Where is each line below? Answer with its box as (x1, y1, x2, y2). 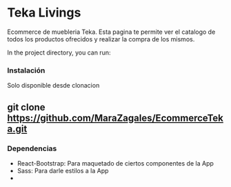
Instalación (7, 66, 46, 75)
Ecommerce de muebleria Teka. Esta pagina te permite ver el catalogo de (7, 28, 216, 36)
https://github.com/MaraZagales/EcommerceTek (7, 112, 224, 124)
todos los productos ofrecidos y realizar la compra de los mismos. (7, 35, 195, 43)
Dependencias (7, 144, 57, 153)
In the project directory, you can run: (7, 48, 111, 57)
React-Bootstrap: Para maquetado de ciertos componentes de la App (17, 159, 214, 167)
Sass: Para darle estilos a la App (17, 166, 109, 175)
